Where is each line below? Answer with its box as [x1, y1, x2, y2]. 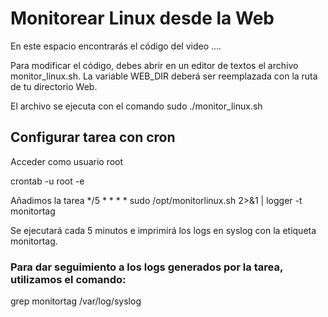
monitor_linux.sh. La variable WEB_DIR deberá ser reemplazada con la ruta [10, 70, 318, 82]
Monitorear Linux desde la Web [10, 7, 275, 30]
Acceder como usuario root [10, 155, 124, 167]
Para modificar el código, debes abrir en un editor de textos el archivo [10, 59, 299, 71]
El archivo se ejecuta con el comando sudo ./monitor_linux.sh [10, 100, 263, 112]
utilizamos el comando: [10, 272, 127, 286]
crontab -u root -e [10, 175, 85, 187]
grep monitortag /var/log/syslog [10, 295, 142, 307]
